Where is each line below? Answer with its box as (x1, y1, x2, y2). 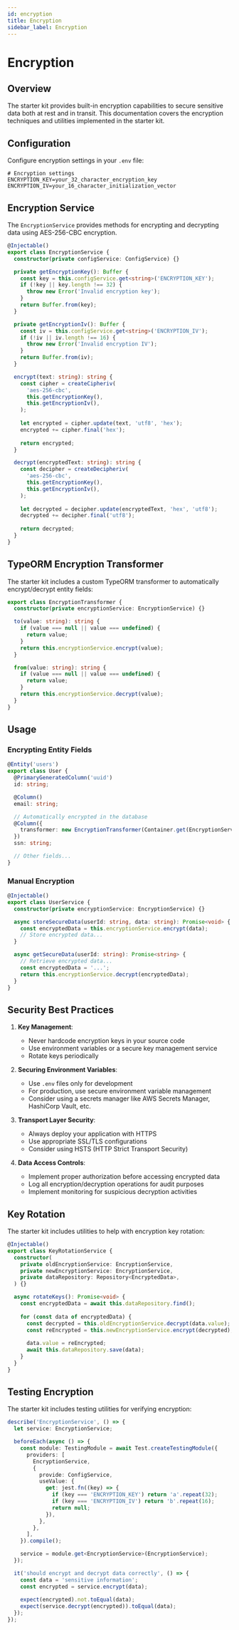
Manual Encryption (7, 876, 75, 886)
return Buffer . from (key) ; (20, 301, 97, 308)
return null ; (52, 1504, 91, 1511)
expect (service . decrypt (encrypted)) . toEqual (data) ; (20, 1603, 176, 1610)
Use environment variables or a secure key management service (28, 1044, 218, 1053)
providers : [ (26, 1451, 65, 1458)
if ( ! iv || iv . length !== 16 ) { (20, 334, 116, 341)
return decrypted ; (20, 525, 75, 533)
